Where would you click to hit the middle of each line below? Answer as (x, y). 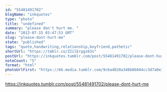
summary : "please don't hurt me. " (42, 28)
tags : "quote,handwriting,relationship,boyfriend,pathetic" (69, 47)
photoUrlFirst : (21, 70)
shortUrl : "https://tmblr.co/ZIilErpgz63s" (51, 51)
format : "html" (21, 65)
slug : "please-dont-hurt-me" (35, 38)
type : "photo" (20, 19)
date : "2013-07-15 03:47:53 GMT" (40, 33)
